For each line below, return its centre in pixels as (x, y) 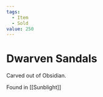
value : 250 (20, 29)
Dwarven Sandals (52, 59)
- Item (20, 18)
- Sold (20, 23)
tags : (13, 12)
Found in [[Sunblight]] (34, 87)
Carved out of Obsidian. (36, 76)
